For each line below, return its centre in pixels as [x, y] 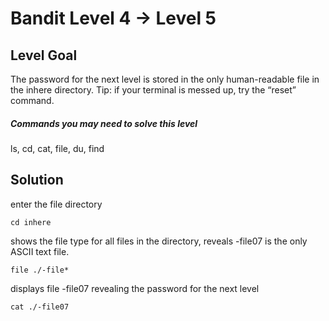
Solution [37, 180]
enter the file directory [56, 204]
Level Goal [44, 55]
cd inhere [31, 222]
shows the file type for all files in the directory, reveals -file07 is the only [159, 241]
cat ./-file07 [40, 307]
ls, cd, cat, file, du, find [57, 148]
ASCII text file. [40, 251]
